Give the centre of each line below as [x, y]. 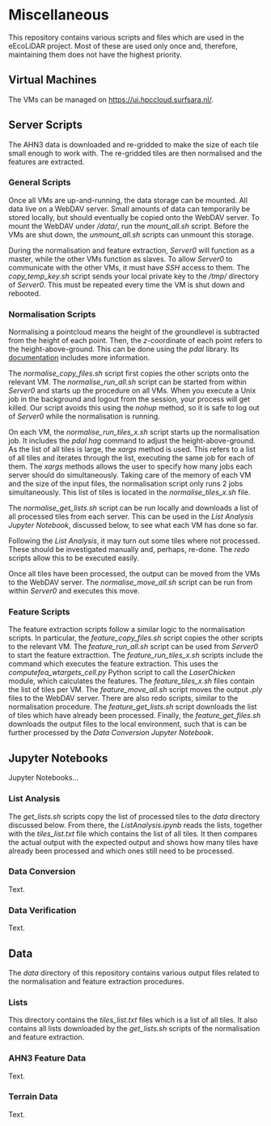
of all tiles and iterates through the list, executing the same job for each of [131, 458]
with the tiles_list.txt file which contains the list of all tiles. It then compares [133, 833]
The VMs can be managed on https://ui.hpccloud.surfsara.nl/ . [111, 100]
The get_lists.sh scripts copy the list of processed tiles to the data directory [134, 816]
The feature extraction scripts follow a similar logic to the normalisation [127, 630]
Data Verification [42, 910]
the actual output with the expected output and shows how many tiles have [133, 842]
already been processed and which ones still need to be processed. [121, 851]
